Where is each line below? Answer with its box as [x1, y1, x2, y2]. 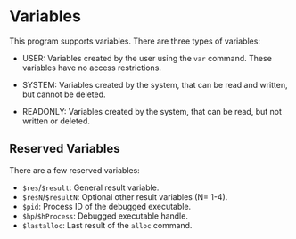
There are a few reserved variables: [9, 164, 140, 175]
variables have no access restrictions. [21, 62, 162, 73]
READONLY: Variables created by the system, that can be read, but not [21, 106, 283, 116]
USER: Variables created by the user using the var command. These [21, 52, 272, 63]
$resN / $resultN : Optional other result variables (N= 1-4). [21, 191, 228, 202]
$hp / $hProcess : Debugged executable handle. [21, 211, 189, 221]
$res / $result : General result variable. [21, 182, 160, 193]
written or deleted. [21, 116, 91, 126]
